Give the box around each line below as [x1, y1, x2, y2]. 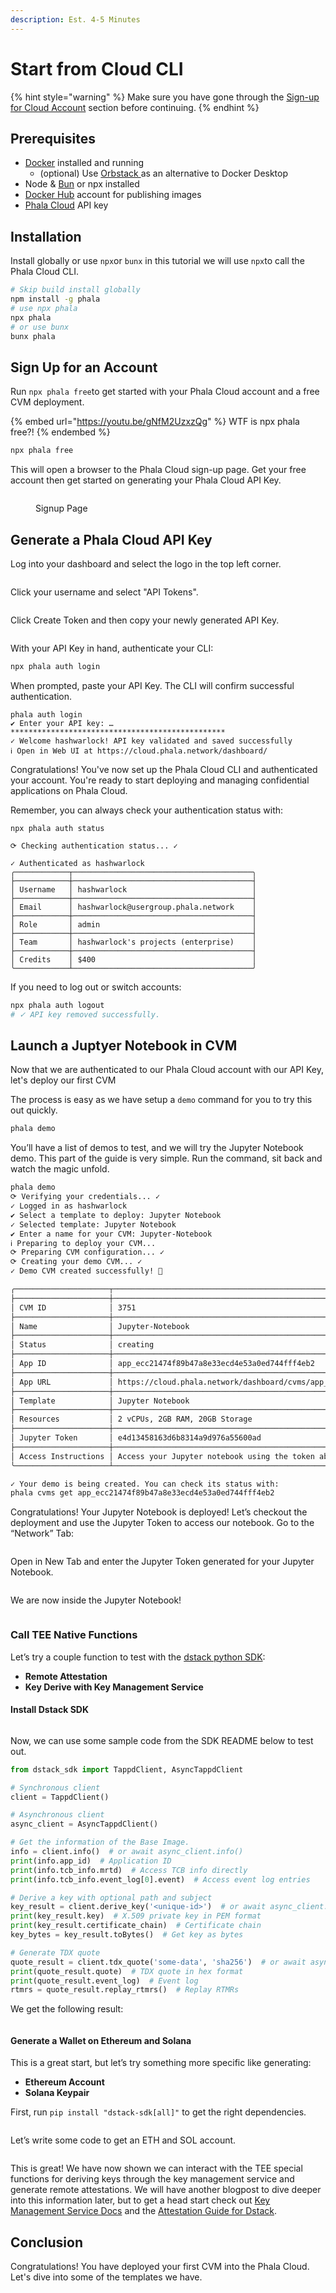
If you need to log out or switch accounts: [10, 981, 182, 993]
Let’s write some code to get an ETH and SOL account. [10, 2134, 237, 2146]
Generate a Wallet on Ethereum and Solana [10, 2034, 192, 2046]
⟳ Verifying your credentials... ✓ [10, 1192, 161, 1202]
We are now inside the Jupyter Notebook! [10, 1594, 182, 1606]
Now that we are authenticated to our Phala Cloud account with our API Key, [10, 1064, 325, 1076]
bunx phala [10, 331, 56, 341]
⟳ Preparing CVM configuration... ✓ [10, 1247, 165, 1258]
